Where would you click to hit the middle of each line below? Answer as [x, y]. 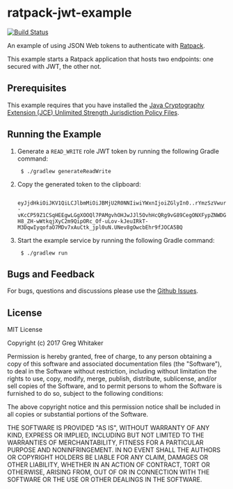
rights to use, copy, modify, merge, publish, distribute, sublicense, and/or [112, 379]
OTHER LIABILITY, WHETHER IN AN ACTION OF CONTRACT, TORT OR [109, 465]
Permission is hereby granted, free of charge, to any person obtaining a [110, 357]
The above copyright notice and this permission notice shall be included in [114, 407]
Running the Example [55, 135]
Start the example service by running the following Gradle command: [116, 240]
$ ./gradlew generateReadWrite [66, 171]
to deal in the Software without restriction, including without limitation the [112, 371]
